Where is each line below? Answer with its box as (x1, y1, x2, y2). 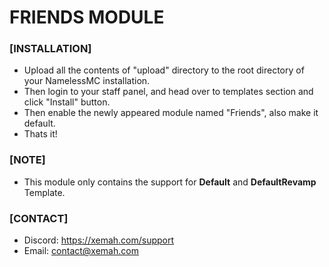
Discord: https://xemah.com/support (23, 234, 175, 246)
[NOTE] (9, 153, 46, 167)
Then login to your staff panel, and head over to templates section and (23, 86, 314, 98)
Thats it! (23, 128, 58, 140)
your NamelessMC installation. (23, 75, 151, 87)
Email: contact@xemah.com (23, 245, 139, 257)
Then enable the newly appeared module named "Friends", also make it (23, 107, 319, 119)
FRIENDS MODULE (9, 6, 165, 29)
